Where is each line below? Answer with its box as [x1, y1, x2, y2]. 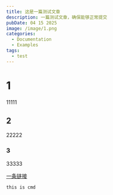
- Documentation [11, 36, 52, 42]
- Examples [11, 42, 39, 48]
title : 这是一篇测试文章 [6, 8, 61, 15]
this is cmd [6, 184, 36, 190]
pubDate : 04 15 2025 [6, 20, 58, 26]
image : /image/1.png [6, 25, 58, 32]
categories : [6, 31, 36, 37]
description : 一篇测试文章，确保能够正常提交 [6, 14, 108, 20]
